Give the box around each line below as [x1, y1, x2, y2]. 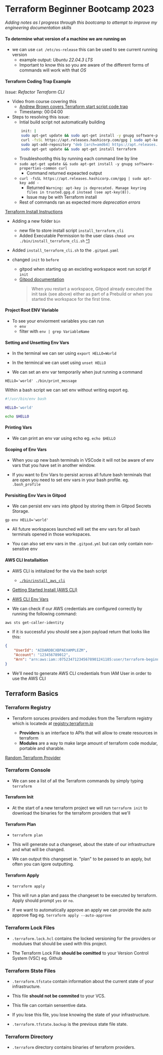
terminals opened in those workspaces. [12, 531, 91, 537]
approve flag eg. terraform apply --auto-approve [12, 912, 112, 918]
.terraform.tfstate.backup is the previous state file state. [12, 1021, 128, 1027]
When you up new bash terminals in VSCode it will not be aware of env [12, 457, 154, 463]
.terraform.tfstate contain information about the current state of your [12, 978, 154, 984]
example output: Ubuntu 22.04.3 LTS [19, 57, 93, 63]
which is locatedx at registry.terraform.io [12, 720, 94, 726]
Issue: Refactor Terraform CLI [5, 89, 65, 95]
